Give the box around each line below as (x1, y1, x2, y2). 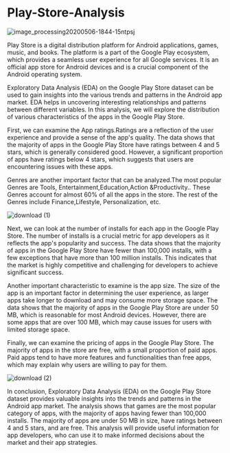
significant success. (7, 268, 64, 276)
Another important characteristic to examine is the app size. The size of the (7, 281, 220, 289)
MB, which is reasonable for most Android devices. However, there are (7, 311, 207, 319)
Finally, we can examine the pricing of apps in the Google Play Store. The (7, 338, 214, 346)
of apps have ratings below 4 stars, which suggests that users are (7, 155, 194, 163)
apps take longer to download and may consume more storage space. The (7, 296, 218, 304)
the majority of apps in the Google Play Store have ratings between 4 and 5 (7, 140, 220, 148)
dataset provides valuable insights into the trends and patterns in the (7, 394, 201, 403)
